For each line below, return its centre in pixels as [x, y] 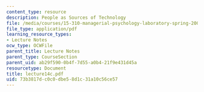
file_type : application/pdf [42, 29]
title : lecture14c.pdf [35, 74]
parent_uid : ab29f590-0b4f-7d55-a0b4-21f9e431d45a [72, 62]
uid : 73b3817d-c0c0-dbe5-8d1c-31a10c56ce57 [62, 79]
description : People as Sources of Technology [66, 18]
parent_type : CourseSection [42, 57]
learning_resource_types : [39, 34]
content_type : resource [36, 12]
